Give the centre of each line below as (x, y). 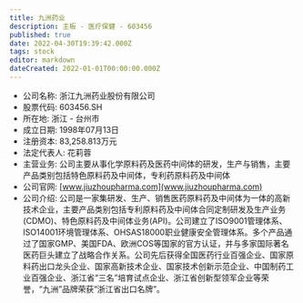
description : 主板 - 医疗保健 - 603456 (81, 26)
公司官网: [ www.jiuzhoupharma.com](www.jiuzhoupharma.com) (142, 187)
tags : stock (32, 52)
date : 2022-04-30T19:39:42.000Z (71, 43)
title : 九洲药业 (37, 18)
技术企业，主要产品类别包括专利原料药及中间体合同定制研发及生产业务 (154, 209)
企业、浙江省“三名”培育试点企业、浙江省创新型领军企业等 (154, 278)
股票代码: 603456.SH (62, 106)
